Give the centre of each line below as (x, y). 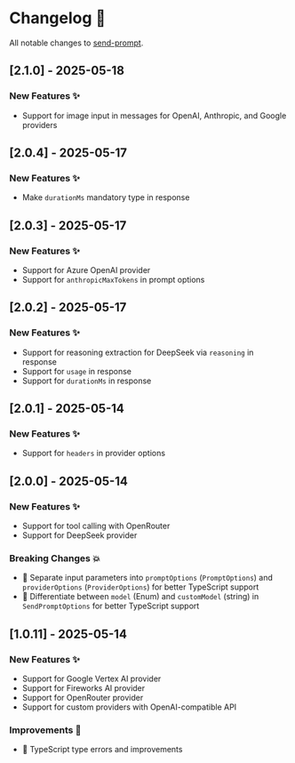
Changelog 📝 (58, 18)
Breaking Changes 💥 (55, 558)
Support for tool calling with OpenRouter (96, 526)
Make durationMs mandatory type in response (106, 197)
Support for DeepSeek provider (80, 535)
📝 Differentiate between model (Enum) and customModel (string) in (140, 597)
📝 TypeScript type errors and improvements (102, 750)
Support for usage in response (76, 371)
